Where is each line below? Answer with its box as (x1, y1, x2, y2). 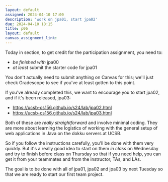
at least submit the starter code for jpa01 (12, 64, 97, 71)
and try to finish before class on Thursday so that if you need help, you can (5, 151, 161, 157)
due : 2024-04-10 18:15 (5, 21, 53, 27)
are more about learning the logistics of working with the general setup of (5, 125, 158, 131)
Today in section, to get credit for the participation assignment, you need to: (5, 49, 163, 55)
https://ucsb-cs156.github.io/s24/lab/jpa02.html (12, 104, 112, 110)
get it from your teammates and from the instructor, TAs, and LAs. (5, 156, 141, 162)
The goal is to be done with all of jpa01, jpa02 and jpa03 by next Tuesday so (5, 166, 163, 172)
